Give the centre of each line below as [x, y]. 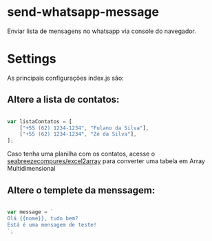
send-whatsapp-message [83, 12]
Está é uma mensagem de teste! [52, 224]
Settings [32, 59]
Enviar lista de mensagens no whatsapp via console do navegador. [102, 31]
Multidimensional [31, 169]
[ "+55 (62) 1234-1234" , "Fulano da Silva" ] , [84, 128]
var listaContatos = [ [40, 121]
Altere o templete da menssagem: [81, 190]
